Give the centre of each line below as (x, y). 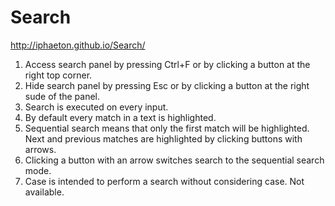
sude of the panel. (62, 96)
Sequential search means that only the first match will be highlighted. (167, 128)
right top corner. (58, 75)
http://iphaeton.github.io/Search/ (78, 45)
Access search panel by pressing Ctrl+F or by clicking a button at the (167, 64)
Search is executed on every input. (96, 107)
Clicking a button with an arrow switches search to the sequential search (174, 160)
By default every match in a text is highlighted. (120, 117)
